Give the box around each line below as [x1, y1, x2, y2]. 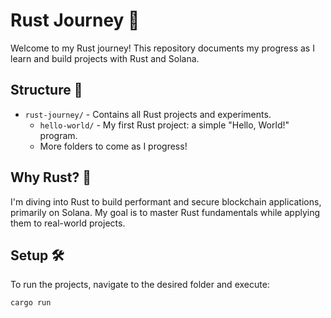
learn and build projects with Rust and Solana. [10, 52, 200, 64]
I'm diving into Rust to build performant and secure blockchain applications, [10, 195, 322, 208]
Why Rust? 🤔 [10, 169, 92, 186]
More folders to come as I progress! [39, 140, 188, 152]
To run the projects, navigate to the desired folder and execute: [10, 279, 270, 291]
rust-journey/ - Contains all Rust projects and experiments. [24, 108, 272, 120]
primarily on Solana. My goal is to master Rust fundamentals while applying [10, 206, 321, 218]
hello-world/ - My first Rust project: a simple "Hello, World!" [39, 119, 290, 131]
